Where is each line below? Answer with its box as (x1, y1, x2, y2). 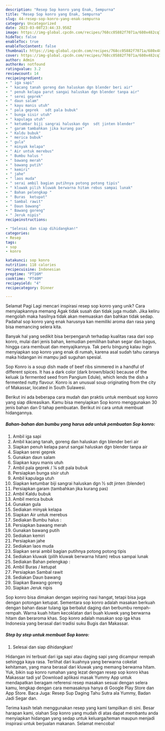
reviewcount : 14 (5, 71, 39, 76)
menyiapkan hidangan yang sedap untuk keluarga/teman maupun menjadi (5, 715, 155, 721)
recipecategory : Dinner (5, 285, 54, 290)
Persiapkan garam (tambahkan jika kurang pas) (12, 486, 108, 492)
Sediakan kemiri (12, 533, 46, 538)
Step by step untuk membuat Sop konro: (5, 632, 90, 638)
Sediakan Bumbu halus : (12, 517, 62, 523)
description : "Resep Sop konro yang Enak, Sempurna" (5, 7, 116, 12)
